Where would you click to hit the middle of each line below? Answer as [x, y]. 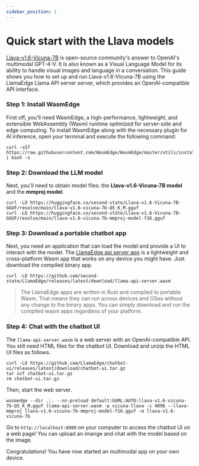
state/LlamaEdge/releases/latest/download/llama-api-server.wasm [88, 281]
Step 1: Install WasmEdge [43, 105]
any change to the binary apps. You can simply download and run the [105, 305]
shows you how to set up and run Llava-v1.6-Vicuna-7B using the [86, 76]
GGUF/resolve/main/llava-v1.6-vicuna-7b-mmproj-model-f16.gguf [86, 218]
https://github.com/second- [65, 276]
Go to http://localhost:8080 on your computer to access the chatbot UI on [98, 427]
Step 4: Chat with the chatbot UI [53, 326]
